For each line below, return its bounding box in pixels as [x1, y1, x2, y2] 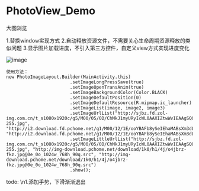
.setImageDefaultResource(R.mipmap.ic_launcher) [69, 99, 192, 106]
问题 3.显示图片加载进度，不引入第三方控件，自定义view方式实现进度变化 [11, 44, 190, 51]
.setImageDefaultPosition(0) [69, 95, 142, 101]
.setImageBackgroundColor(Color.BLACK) [69, 89, 168, 95]
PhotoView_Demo [6, 4, 96, 18]
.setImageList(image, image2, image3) [69, 105, 166, 111]
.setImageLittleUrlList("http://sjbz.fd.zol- [69, 136, 184, 142]
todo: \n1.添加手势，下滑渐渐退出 [6, 178, 86, 185]
